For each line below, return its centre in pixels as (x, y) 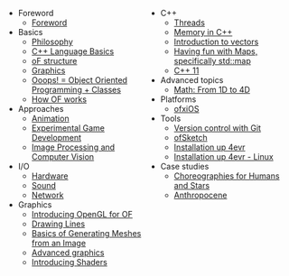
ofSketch (191, 138)
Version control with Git (218, 128)
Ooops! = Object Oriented (79, 80)
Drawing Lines (58, 224)
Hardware (50, 176)
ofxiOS (186, 109)
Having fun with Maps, (216, 51)
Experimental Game (68, 128)
